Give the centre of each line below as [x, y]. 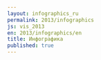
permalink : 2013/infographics [51, 20]
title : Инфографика [35, 39]
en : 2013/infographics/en [44, 33]
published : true [30, 46]
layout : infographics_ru [43, 13]
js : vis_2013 [26, 26]
